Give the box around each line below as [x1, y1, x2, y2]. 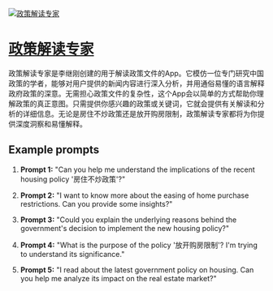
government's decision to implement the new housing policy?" [19, 223, 230, 233]
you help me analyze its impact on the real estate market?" [19, 273, 217, 283]
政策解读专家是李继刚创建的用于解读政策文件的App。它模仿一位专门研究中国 [8, 68, 264, 78]
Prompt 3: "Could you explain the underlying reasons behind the [19, 215, 237, 225]
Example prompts [8, 143, 100, 157]
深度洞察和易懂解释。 [15, 118, 87, 129]
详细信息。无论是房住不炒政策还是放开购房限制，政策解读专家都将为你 [22, 109, 258, 118]
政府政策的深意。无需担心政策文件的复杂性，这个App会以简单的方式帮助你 [8, 88, 258, 98]
